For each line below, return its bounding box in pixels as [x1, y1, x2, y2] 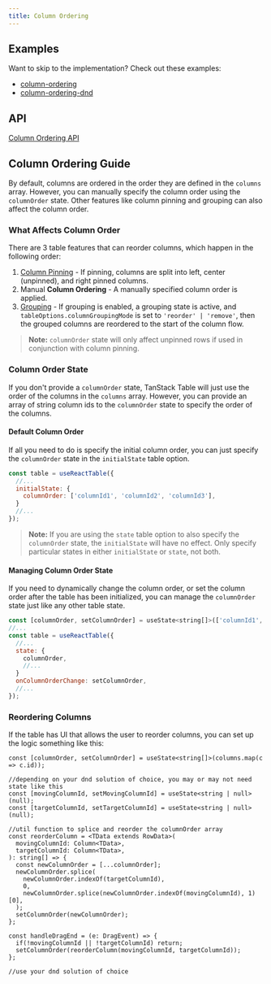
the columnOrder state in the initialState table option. [8, 453, 190, 464]
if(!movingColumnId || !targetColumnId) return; [15, 939, 183, 947]
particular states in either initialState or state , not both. [28, 546, 222, 556]
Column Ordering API [8, 133, 80, 143]
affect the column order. [8, 204, 89, 214]
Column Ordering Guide [8, 156, 131, 171]
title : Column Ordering [8, 11, 89, 20]
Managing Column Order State [8, 565, 114, 575]
